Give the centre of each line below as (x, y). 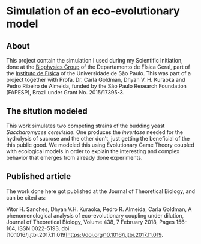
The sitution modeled (47, 111)
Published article (38, 176)
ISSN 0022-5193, (39, 228)
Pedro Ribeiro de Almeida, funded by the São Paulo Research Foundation (97, 86)
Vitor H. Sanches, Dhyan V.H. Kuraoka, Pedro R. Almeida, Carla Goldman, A (99, 209)
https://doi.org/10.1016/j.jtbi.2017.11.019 (114, 234)
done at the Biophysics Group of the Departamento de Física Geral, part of (98, 67)
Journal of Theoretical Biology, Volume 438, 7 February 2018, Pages (91, 222)
